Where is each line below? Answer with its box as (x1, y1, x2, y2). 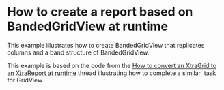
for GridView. (7, 76, 44, 84)
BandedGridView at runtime (7, 18, 169, 34)
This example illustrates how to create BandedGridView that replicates (7, 41, 205, 49)
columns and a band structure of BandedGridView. (7, 48, 150, 57)
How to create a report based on (7, 4, 193, 20)
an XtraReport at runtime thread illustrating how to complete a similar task (7, 69, 216, 77)
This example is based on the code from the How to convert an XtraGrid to (7, 61, 217, 70)
